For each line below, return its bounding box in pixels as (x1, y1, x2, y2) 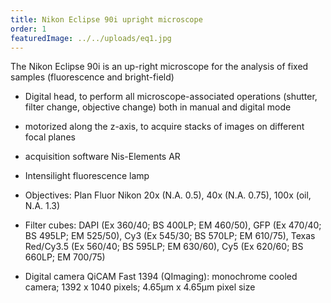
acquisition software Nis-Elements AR (24, 151, 181, 163)
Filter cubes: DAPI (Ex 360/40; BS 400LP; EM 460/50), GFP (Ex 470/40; (24, 219, 322, 231)
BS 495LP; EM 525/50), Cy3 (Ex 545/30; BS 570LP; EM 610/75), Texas (24, 230, 316, 242)
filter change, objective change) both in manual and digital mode (24, 101, 292, 113)
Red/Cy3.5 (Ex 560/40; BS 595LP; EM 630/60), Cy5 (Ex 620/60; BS (24, 241, 304, 253)
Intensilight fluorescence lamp (24, 170, 150, 182)
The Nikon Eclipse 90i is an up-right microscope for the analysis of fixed (10, 61, 309, 73)
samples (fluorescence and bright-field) (10, 71, 175, 83)
